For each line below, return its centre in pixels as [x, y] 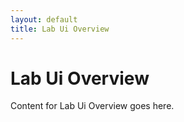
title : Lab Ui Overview [60, 29]
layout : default [44, 19]
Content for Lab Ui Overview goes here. [92, 106]
